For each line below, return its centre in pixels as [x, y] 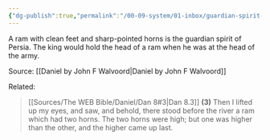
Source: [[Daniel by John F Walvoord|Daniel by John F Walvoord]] [117, 71]
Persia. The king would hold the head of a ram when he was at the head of [132, 47]
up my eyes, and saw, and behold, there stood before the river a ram [141, 110]
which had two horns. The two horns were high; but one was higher [140, 119]
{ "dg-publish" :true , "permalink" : [64, 16]
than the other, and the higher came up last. [100, 127]
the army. [24, 55]
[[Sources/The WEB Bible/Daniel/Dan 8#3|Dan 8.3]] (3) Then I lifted [140, 102]
